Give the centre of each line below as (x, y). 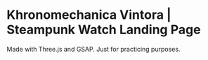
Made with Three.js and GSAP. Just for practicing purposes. (93, 49)
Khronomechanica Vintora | (89, 15)
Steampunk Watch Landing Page (104, 30)
